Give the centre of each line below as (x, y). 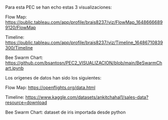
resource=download (26, 102)
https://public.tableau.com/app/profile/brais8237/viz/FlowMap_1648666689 (84, 22)
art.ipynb (15, 68)
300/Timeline (19, 48)
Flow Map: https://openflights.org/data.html (50, 87)
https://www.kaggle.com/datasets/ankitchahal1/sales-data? (87, 97)
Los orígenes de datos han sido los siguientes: (53, 78)
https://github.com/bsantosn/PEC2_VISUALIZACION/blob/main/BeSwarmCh (84, 63)
